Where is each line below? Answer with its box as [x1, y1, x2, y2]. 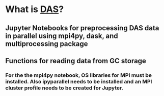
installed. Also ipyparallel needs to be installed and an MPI [5, 78, 152, 85]
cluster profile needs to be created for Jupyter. [5, 84, 124, 91]
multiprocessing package [5, 39, 88, 48]
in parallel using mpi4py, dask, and [5, 31, 118, 40]
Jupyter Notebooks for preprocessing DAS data [5, 24, 159, 32]
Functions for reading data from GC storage [5, 57, 147, 65]
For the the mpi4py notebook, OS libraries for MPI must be [5, 72, 152, 79]
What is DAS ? [5, 4, 64, 15]
